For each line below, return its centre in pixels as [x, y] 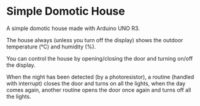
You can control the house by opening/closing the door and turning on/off [100, 58]
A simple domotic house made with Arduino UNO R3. [73, 28]
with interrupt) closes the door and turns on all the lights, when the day [96, 83]
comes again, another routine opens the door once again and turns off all [99, 89]
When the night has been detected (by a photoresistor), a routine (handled [100, 77]
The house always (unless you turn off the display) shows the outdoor [95, 40]
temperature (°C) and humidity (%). [51, 47]
